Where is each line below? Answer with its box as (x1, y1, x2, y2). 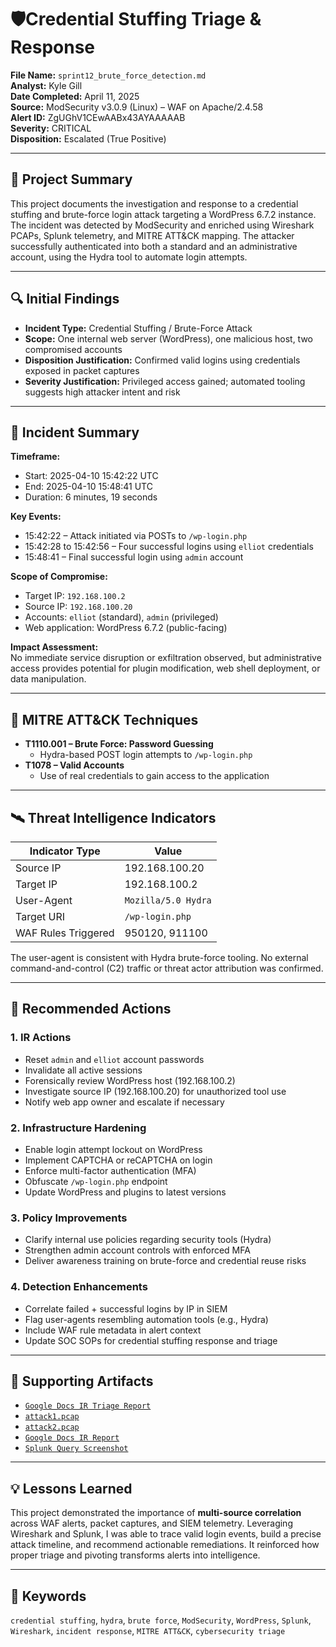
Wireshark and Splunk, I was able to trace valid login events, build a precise (10, 1528, 322, 1540)
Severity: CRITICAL (10, 122, 92, 134)
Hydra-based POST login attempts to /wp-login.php (39, 749, 253, 761)
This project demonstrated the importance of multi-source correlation (10, 1507, 302, 1519)
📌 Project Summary (10, 171, 133, 188)
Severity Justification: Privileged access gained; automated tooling (24, 375, 306, 387)
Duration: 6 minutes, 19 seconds (24, 491, 158, 503)
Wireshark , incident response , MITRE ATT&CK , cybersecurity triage (10, 1625, 286, 1637)
